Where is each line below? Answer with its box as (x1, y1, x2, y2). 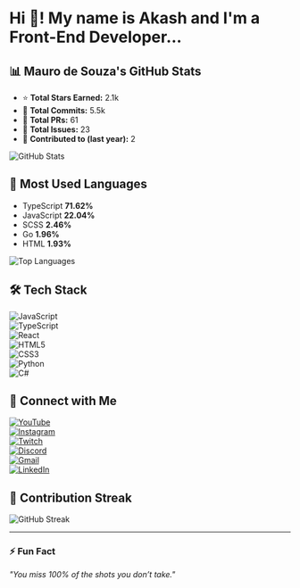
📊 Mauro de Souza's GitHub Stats (9, 63, 202, 79)
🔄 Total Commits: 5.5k (21, 105, 105, 115)
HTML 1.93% (21, 238, 71, 249)
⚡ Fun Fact (9, 545, 56, 558)
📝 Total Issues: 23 (21, 124, 91, 135)
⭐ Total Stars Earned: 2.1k (21, 93, 119, 103)
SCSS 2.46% (21, 219, 72, 230)
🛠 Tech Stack (9, 283, 87, 298)
